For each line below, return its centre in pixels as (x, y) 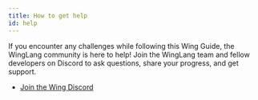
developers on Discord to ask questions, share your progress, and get (123, 63)
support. (22, 71)
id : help (23, 23)
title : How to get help (48, 16)
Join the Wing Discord (56, 87)
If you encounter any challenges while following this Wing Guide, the (121, 46)
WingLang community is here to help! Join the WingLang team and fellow (129, 54)
